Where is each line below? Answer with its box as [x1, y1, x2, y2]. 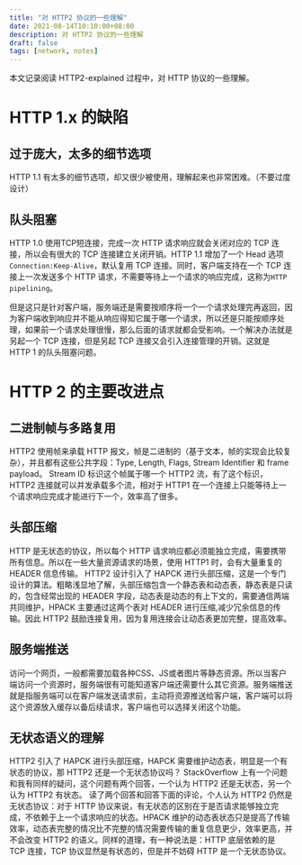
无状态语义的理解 [9, 730, 104, 745]
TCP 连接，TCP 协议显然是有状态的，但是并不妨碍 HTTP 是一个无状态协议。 [9, 846, 291, 857]
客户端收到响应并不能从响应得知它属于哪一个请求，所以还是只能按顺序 [16, 313, 277, 323]
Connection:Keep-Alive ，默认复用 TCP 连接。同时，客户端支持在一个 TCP [9, 259, 281, 270]
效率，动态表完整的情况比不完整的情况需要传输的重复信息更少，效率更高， [9, 824, 285, 834]
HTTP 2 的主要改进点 [9, 382, 164, 402]
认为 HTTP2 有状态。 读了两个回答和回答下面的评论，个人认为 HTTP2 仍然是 [9, 789, 293, 800]
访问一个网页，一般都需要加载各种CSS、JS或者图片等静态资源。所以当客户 [9, 668, 288, 678]
